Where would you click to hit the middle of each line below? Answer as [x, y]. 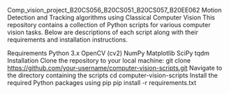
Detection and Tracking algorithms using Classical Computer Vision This [111, 17]
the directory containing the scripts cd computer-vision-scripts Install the [112, 75]
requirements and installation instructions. [67, 40]
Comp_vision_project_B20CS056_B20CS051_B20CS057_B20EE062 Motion [114, 10]
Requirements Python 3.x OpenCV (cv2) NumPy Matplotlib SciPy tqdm [109, 53]
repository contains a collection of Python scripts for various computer [109, 25]
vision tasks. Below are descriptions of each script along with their [103, 32]
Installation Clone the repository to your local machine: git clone [99, 61]
